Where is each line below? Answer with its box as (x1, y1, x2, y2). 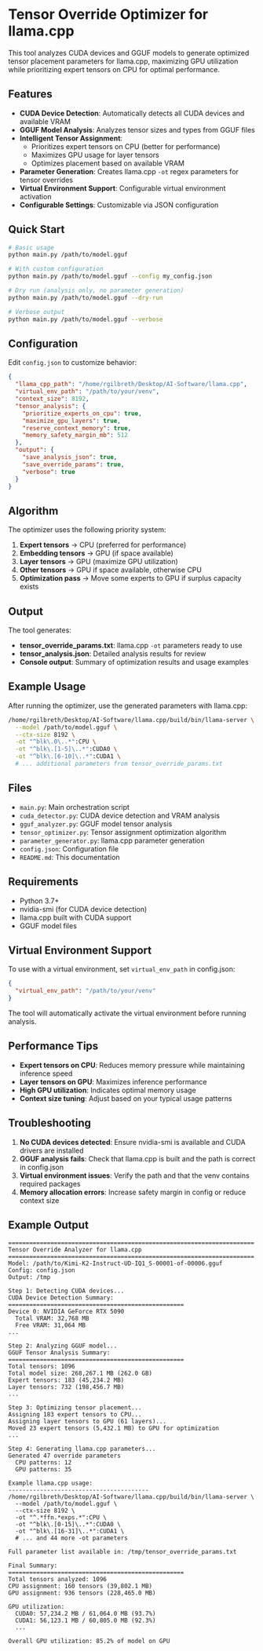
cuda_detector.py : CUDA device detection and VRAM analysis (19, 811, 220, 820)
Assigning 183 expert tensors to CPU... (8, 1411, 143, 1419)
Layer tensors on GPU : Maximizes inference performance (19, 1077, 207, 1086)
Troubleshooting (8, 1117, 92, 1130)
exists (19, 582, 39, 592)
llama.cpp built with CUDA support (19, 913, 132, 922)
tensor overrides (19, 175, 73, 184)
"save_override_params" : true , (22, 461, 125, 468)
